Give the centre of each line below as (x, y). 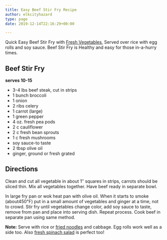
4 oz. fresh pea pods (34, 122)
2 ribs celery (25, 106)
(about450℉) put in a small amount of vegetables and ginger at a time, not (82, 201)
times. (11, 53)
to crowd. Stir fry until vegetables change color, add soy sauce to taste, (79, 207)
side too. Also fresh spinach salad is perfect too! (55, 232)
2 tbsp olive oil (27, 148)
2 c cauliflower (28, 127)
